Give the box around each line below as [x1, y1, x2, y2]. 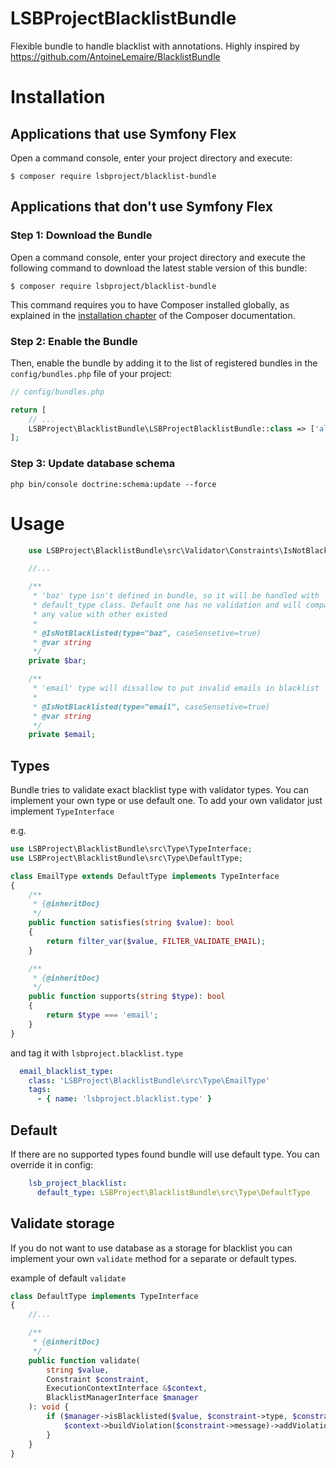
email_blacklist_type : [19, 1066, 114, 1076]
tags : [28, 1085, 52, 1095]
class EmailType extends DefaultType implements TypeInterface [10, 871, 280, 881]
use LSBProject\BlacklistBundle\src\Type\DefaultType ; [10, 853, 244, 863]
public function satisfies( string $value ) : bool [28, 918, 235, 928]
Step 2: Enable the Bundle [10, 334, 138, 348]
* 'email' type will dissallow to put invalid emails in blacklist [32, 683, 320, 694]
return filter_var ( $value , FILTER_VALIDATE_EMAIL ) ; [46, 936, 267, 946]
